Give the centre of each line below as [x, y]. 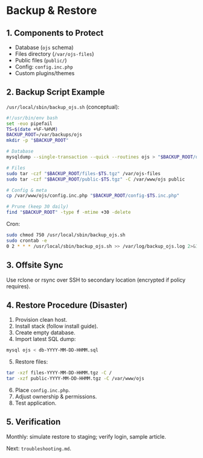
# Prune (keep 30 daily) [37, 207]
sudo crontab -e [27, 241]
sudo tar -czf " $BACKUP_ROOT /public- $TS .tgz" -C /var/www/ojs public [96, 179]
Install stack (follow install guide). [56, 326]
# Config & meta [27, 190]
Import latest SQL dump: [45, 339]
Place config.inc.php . [43, 390]
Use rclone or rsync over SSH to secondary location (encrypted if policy [96, 280]
